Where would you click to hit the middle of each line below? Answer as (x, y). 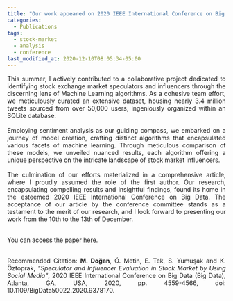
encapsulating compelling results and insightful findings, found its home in (116, 189)
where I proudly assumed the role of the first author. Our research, (116, 182)
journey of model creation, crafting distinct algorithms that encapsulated (116, 138)
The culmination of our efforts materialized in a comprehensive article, (116, 174)
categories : (24, 20)
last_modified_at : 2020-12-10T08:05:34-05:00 (74, 59)
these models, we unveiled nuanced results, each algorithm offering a (116, 152)
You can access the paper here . (53, 240)
